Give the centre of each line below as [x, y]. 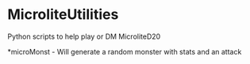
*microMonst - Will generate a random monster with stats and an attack [125, 51]
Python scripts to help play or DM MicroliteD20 [84, 36]
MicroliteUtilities [63, 15]
